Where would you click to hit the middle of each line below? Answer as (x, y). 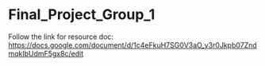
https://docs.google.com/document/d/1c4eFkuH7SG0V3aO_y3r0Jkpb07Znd (133, 45)
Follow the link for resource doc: (61, 37)
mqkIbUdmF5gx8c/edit (46, 53)
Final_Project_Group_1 (82, 15)
